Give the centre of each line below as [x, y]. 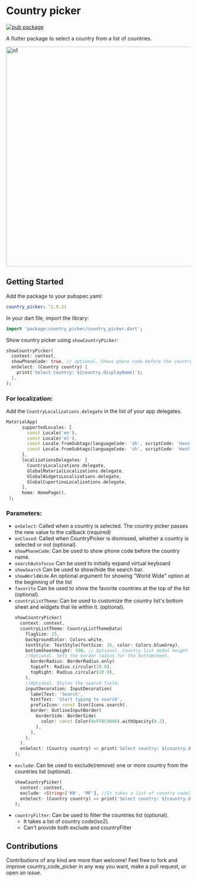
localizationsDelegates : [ [55, 460]
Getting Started [35, 282]
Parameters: [24, 513]
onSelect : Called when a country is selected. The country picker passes [101, 526]
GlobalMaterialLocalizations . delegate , [76, 471]
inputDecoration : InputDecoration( [69, 688]
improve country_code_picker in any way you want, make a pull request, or [96, 867]
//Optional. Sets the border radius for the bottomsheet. [98, 656]
